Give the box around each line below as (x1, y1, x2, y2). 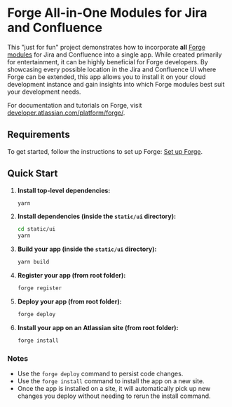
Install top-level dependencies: (17, 186, 111, 194)
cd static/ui (17, 226, 56, 233)
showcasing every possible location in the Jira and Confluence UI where (7, 65, 217, 73)
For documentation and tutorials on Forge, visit (7, 101, 142, 109)
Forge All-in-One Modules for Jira (7, 5, 208, 21)
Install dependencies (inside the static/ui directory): (17, 212, 177, 221)
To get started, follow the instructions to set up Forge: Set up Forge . (7, 147, 203, 155)
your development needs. (7, 87, 81, 96)
